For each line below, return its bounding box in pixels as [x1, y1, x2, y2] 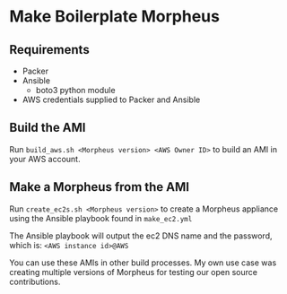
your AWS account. [9, 153, 81, 164]
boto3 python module [35, 85, 116, 95]
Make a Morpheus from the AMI [9, 179, 190, 195]
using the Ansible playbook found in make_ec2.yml [9, 212, 193, 223]
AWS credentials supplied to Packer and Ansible [22, 94, 201, 105]
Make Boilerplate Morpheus [9, 6, 220, 27]
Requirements [9, 42, 90, 57]
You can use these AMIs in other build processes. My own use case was [9, 257, 277, 268]
